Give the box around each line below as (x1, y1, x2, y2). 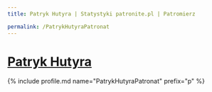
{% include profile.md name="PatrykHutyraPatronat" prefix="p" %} (7, 77, 205, 86)
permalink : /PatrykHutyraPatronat (7, 23, 110, 30)
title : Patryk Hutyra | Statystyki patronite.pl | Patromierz (7, 10, 196, 18)
